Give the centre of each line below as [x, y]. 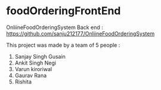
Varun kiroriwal [33, 69]
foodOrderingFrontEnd [64, 11]
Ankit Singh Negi [35, 63]
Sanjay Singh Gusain [40, 56]
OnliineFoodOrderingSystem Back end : [55, 27]
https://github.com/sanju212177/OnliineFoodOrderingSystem [80, 33]
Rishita [23, 82]
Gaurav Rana [31, 75]
